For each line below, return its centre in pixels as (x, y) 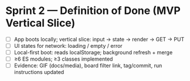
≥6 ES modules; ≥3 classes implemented (63, 59)
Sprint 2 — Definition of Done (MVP (93, 11)
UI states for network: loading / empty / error (68, 46)
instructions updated (39, 72)
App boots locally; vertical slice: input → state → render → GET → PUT (99, 39)
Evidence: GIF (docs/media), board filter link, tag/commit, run (88, 66)
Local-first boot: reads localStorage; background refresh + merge (93, 52)
